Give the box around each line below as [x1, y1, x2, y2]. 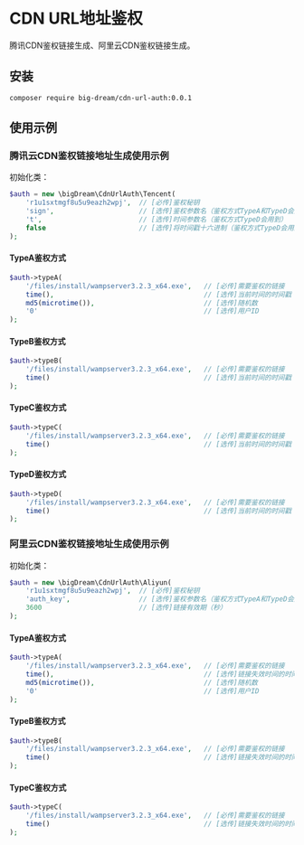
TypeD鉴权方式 [9, 469, 67, 480]
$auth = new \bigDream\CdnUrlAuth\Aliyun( [9, 577, 172, 587]
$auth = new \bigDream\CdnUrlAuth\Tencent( [9, 190, 176, 199]
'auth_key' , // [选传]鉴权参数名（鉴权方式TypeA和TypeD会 [25, 595, 294, 604]
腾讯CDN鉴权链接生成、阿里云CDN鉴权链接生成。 [9, 40, 195, 51]
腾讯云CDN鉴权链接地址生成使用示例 [9, 150, 169, 163]
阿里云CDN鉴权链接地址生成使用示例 [9, 538, 169, 550]
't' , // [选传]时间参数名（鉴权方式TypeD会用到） [25, 215, 288, 224]
